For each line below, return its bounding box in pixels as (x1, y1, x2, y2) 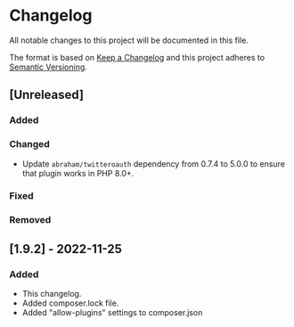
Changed (9, 138, 51, 151)
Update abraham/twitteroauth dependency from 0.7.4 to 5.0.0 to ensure (21, 158, 285, 169)
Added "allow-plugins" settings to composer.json (21, 307, 203, 318)
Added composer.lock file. (21, 298, 119, 308)
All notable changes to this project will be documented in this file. (9, 35, 249, 45)
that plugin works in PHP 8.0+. (21, 168, 135, 178)
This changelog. (21, 289, 82, 299)
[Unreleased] (9, 87, 85, 102)
